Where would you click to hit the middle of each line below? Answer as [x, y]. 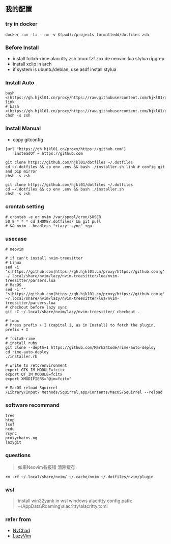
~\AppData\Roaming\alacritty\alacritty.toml [63, 506]
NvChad [21, 531]
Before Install [22, 48]
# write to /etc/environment [36, 366]
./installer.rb [21, 357]
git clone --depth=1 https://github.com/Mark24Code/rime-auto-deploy [81, 348]
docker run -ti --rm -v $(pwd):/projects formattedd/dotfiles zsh [77, 35]
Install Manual [23, 128]
